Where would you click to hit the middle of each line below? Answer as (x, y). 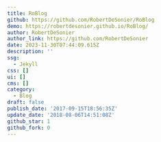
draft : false (26, 102)
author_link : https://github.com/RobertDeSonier (78, 39)
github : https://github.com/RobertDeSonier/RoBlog (81, 20)
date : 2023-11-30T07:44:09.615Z (53, 45)
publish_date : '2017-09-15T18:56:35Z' (62, 109)
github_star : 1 (29, 121)
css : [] (18, 70)
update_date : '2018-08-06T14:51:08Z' (61, 115)
